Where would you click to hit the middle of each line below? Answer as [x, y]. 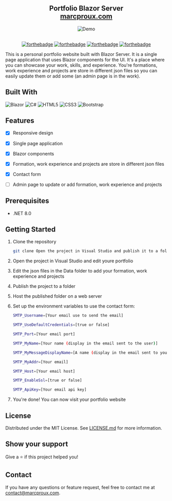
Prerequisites [27, 201]
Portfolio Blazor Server [86, 8]
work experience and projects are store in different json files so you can [81, 70]
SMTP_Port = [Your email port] [44, 334]
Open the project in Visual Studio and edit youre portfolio [73, 261]
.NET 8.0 [22, 213]
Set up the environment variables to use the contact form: [74, 306]
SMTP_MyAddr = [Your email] [40, 362]
